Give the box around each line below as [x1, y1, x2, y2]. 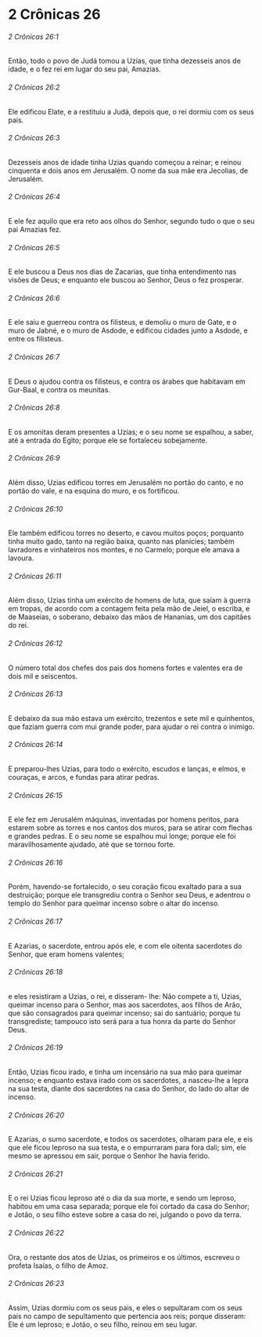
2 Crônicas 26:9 [8, 454, 60, 463]
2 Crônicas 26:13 [8, 689, 63, 699]
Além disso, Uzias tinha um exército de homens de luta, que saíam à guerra [8, 596, 251, 605]
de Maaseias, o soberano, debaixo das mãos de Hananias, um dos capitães [8, 612, 252, 621]
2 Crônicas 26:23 [8, 1279, 65, 1288]
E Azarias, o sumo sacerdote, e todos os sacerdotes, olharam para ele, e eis [8, 1135, 253, 1144]
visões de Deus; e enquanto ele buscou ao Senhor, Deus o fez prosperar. [8, 275, 244, 285]
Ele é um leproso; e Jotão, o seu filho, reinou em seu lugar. [8, 1320, 198, 1329]
